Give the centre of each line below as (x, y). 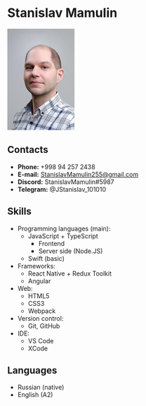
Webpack (42, 311)
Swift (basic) (46, 258)
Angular (39, 281)
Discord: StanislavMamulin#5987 (66, 182)
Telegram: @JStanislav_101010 (62, 189)
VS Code (41, 340)
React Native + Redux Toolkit (70, 273)
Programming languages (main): (64, 228)
